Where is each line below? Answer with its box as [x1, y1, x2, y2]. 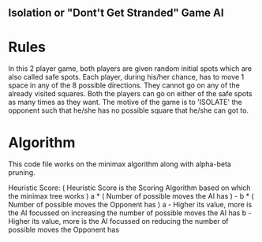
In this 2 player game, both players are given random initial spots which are [8, 64, 253, 73]
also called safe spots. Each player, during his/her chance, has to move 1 [8, 73, 245, 82]
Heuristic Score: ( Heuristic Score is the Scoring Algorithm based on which [8, 183, 251, 192]
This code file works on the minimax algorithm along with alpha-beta [8, 159, 231, 169]
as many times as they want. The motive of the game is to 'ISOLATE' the [8, 98, 242, 107]
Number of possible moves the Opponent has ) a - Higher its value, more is [8, 200, 253, 210]
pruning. [8, 168, 36, 177]
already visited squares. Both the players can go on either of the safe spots [8, 89, 253, 99]
